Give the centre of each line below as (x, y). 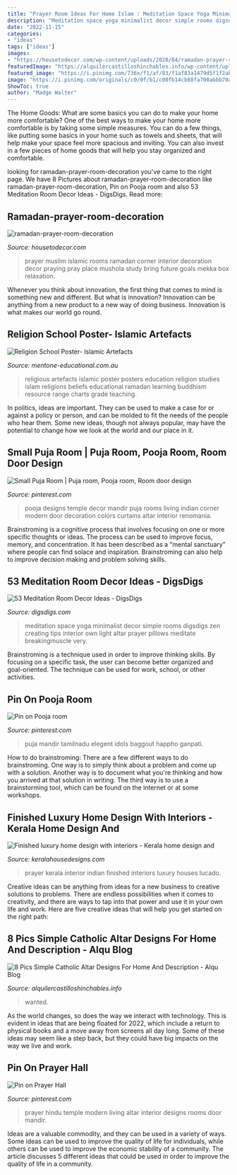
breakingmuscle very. (56, 641)
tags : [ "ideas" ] (31, 47)
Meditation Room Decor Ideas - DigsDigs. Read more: (85, 195)
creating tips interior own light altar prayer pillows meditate (110, 633)
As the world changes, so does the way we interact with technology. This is (117, 1015)
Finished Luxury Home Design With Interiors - (110, 817)
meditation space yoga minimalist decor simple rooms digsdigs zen (122, 626)
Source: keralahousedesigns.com (56, 859)
